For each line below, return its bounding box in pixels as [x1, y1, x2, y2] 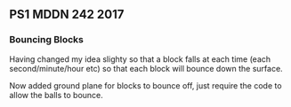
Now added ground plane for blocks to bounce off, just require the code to [9, 80, 282, 91]
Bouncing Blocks [9, 34, 85, 46]
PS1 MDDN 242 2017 [9, 7, 125, 22]
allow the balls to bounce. [9, 89, 104, 100]
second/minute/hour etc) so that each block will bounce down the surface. [9, 63, 283, 73]
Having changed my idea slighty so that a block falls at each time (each [9, 53, 271, 65]
